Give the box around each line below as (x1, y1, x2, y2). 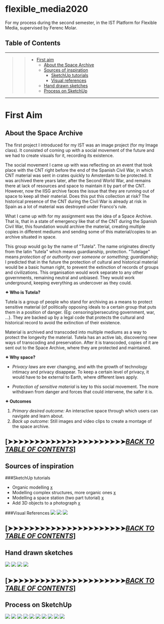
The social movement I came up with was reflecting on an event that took (5, 162, 153, 168)
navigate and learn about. (12, 413, 64, 419)
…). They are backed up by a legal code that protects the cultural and (5, 314, 144, 320)
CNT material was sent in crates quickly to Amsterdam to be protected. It (5, 172, 152, 178)
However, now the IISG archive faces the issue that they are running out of (5, 188, 155, 194)
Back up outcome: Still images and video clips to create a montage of (12, 418, 152, 424)
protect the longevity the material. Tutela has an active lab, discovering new (5, 334, 157, 340)
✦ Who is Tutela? (5, 289, 41, 295)
